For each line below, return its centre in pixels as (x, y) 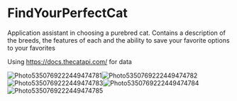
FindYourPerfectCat (67, 13)
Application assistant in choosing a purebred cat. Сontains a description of (116, 33)
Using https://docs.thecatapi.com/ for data (70, 61)
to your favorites (31, 48)
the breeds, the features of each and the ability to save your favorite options (118, 40)
